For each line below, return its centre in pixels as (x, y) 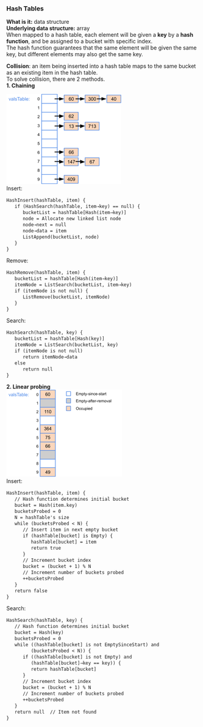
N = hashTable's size (42, 518)
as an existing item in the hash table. (52, 73)
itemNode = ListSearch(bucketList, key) (66, 345)
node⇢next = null (45, 225)
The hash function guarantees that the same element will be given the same (101, 48)
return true (46, 548)
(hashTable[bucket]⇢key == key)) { (76, 663)
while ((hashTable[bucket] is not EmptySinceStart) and (87, 645)
